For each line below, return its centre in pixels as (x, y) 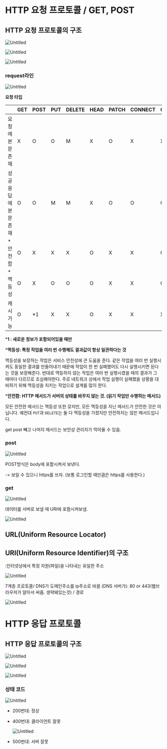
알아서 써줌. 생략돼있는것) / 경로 (53, 592)
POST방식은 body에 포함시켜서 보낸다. (43, 464)
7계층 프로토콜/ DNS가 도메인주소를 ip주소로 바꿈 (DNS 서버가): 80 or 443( (79, 586)
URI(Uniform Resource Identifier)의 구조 (67, 553)
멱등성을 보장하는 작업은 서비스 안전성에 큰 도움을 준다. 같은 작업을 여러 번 (77, 361)
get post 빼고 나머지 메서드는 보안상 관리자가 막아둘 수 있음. (63, 430)
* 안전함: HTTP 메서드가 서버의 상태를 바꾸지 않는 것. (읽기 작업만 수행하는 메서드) (83, 396)
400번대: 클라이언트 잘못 (37, 722)
